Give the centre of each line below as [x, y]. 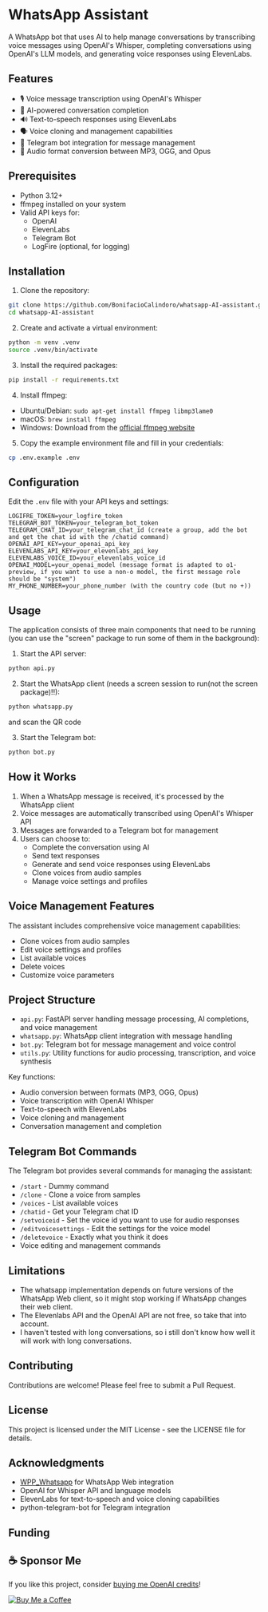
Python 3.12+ [41, 195]
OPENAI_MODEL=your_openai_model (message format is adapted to [116, 565]
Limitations [37, 1271]
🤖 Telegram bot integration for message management [107, 142]
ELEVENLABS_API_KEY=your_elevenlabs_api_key [83, 551]
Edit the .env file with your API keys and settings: [89, 501]
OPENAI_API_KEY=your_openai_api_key [69, 545]
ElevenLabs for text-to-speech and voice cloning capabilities [120, 1499]
